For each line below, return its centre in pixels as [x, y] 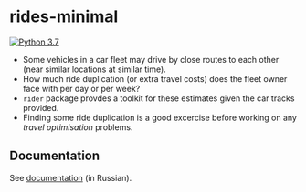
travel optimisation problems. [78, 127]
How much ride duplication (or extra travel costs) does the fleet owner [155, 78]
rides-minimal [64, 17]
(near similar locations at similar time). [94, 69]
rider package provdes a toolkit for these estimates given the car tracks [158, 98]
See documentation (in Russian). [71, 177]
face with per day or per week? [81, 88]
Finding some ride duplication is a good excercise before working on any [159, 117]
